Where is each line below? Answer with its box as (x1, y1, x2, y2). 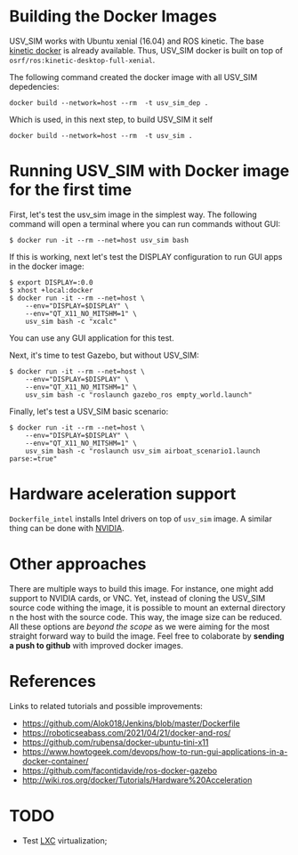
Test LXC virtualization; (21, 835, 108, 846)
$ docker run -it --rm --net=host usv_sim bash (9, 236, 189, 245)
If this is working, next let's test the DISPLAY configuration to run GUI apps (9, 251, 283, 262)
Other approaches (9, 554, 147, 574)
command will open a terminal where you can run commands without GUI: (9, 218, 281, 229)
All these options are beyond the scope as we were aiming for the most (9, 621, 270, 632)
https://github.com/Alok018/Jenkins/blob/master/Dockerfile (21, 718, 240, 729)
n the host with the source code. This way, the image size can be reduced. (9, 611, 283, 622)
